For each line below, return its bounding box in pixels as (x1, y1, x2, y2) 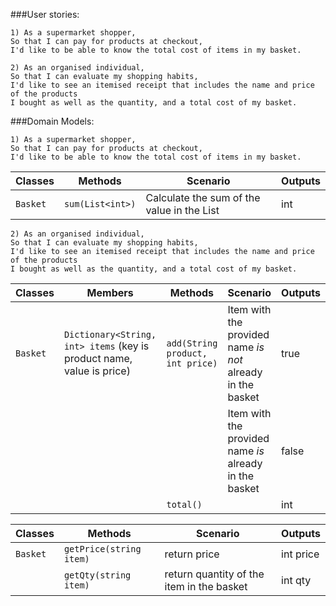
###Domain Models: (10, 115, 95, 127)
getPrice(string (63, 544, 142, 554)
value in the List (145, 204, 220, 217)
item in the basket (164, 580, 248, 593)
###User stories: (10, 9, 80, 20)
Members (86, 286, 134, 299)
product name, (63, 352, 133, 365)
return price (164, 547, 220, 561)
